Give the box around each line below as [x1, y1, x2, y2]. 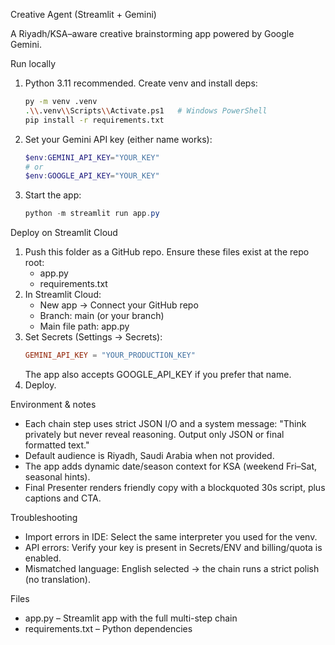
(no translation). [24, 574, 91, 585]
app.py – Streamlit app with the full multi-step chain [24, 612, 238, 624]
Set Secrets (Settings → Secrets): [24, 331, 163, 343]
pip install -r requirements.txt [24, 115, 165, 125]
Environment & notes [10, 399, 97, 410]
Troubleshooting [10, 512, 78, 523]
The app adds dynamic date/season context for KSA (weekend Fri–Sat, [24, 460, 318, 472]
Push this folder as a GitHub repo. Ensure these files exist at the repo [24, 246, 310, 258]
